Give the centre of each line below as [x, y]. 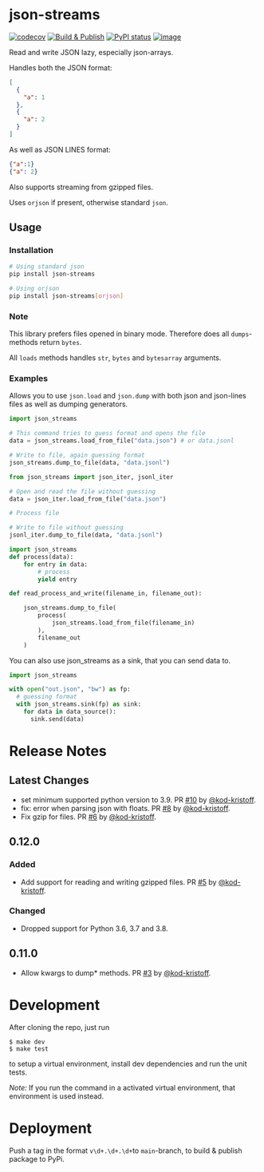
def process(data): [41, 556]
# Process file [34, 513]
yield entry [58, 579]
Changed [28, 911]
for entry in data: [56, 564]
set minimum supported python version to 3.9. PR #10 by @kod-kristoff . [138, 799]
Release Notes [58, 751]
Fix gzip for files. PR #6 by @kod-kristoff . [88, 817]
